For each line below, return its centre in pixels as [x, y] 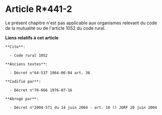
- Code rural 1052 [29, 56]
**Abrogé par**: [22, 99]
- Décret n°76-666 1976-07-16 [41, 90]
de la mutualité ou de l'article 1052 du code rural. [55, 28]
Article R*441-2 [39, 9]
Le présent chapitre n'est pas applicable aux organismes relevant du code [81, 23]
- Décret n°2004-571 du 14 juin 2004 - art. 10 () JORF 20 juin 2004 [83, 108]
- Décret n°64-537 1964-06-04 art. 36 [50, 73]
